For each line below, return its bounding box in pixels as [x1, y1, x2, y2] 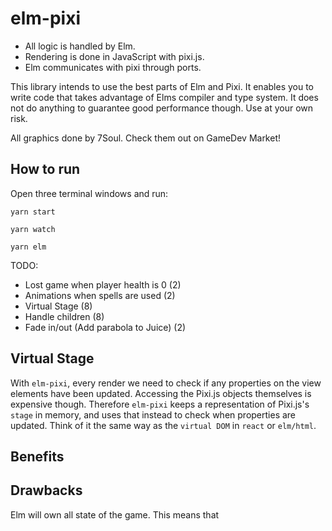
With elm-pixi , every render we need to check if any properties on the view [10, 377, 322, 389]
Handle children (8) [24, 310, 105, 322]
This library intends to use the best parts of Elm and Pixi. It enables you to [10, 80, 314, 92]
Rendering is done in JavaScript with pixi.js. [24, 50, 205, 62]
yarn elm [10, 242, 47, 252]
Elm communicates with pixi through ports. [24, 61, 202, 73]
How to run [10, 161, 81, 178]
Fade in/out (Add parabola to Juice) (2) [24, 321, 187, 333]
